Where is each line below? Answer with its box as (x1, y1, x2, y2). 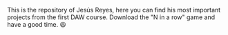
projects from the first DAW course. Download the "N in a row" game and (7, 13, 216, 21)
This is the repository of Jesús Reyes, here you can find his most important (7, 6, 221, 14)
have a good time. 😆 (7, 21, 67, 28)
